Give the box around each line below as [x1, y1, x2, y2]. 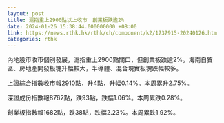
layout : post [7, 10, 45, 17]
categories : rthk [7, 36, 57, 43]
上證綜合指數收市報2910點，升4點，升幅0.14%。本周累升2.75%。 [7, 79, 193, 87]
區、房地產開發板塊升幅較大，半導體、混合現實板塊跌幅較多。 [7, 64, 183, 73]
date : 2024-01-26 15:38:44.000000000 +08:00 [7, 23, 137, 30]
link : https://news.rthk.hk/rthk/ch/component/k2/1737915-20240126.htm [7, 29, 217, 37]
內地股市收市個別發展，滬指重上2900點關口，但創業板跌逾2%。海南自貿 [7, 56, 214, 64]
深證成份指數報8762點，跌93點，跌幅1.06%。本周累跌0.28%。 [7, 94, 187, 102]
